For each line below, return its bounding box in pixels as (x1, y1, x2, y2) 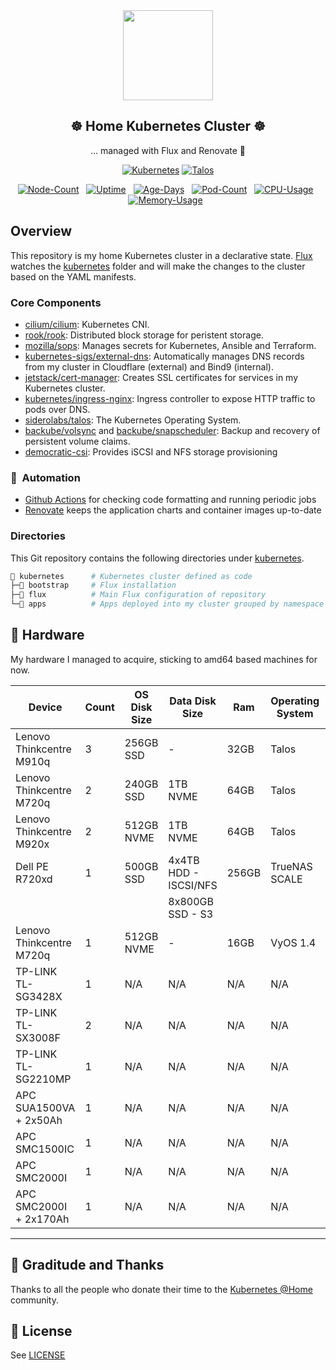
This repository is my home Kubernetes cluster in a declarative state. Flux (10, 249, 313, 261)
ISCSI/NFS (168, 878, 218, 892)
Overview (10, 223, 73, 240)
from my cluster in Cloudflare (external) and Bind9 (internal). (24, 360, 274, 373)
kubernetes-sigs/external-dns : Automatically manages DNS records (24, 350, 305, 362)
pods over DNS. (24, 403, 91, 415)
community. (10, 1294, 59, 1306)
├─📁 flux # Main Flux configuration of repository (10, 590, 267, 600)
